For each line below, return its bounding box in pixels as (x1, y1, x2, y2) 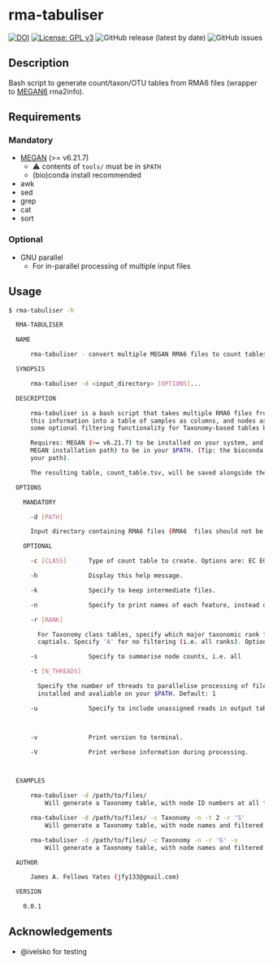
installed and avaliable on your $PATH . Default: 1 (37, 690, 217, 698)
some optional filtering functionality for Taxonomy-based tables (29, 424, 260, 432)
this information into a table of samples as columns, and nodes (29, 417, 256, 425)
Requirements (8, 110, 81, 124)
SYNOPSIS (15, 365, 45, 374)
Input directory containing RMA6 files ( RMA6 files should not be (29, 528, 264, 536)
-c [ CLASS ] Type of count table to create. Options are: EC (29, 557, 256, 565)
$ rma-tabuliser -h (8, 306, 75, 314)
